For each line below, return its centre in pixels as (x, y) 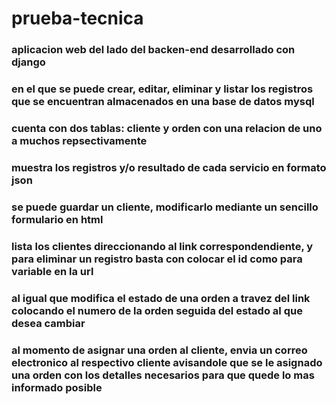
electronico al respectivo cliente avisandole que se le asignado (167, 362)
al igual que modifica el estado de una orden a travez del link (161, 298)
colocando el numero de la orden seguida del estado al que (157, 310)
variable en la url (52, 271)
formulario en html (57, 219)
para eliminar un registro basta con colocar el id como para (157, 259)
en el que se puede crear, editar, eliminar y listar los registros (162, 89)
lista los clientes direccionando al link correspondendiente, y (162, 246)
